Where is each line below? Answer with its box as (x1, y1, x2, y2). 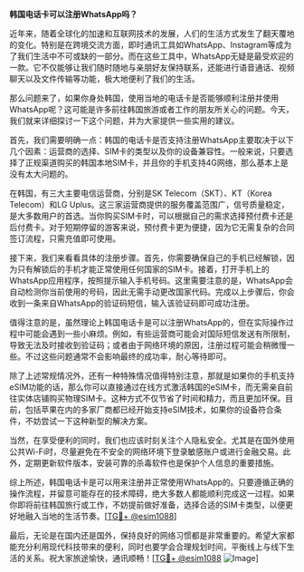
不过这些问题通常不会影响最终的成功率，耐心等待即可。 (24, 351, 232, 362)
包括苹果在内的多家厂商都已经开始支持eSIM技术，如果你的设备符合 (24, 404, 274, 415)
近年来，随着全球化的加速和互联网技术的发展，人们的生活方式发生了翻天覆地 (9, 28, 295, 39)
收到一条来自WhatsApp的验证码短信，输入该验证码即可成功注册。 (9, 298, 255, 308)
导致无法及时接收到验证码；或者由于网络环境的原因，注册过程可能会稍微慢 (9, 340, 287, 350)
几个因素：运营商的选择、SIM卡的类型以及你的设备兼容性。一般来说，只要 (9, 146, 286, 157)
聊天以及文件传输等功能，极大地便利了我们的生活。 (9, 73, 200, 84)
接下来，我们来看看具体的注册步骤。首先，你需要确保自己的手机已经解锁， (9, 253, 287, 263)
